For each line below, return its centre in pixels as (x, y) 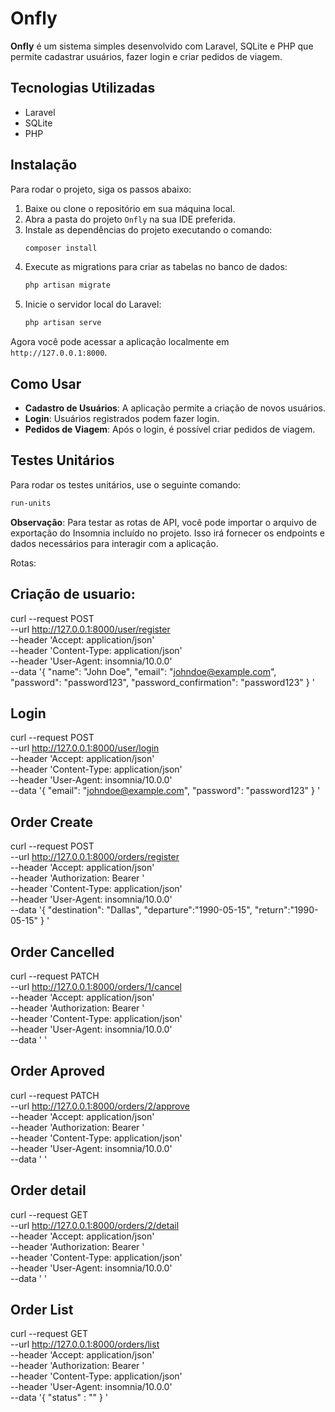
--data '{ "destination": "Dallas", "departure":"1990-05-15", (131, 910)
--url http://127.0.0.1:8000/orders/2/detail (95, 1225)
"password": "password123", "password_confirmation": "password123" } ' (162, 682)
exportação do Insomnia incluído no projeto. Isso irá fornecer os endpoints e (167, 533)
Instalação (44, 165)
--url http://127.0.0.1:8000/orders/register (95, 857)
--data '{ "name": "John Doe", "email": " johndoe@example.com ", (143, 671)
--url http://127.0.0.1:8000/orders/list (85, 1344)
